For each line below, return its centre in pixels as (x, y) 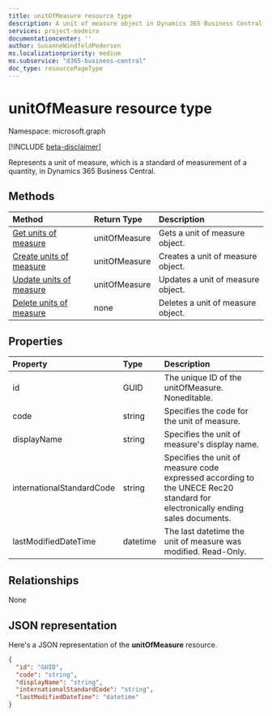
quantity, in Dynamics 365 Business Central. (82, 171)
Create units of (40, 256)
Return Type (118, 219)
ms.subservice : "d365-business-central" (78, 61)
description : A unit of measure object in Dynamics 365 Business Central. (137, 23)
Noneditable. (188, 398)
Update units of (42, 279)
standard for (187, 498)
